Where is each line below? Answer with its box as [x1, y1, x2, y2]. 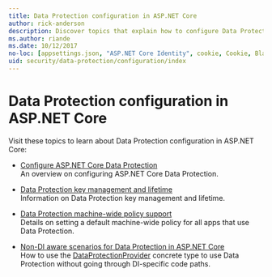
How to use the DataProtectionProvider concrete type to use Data [19, 250, 240, 260]
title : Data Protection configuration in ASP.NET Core [8, 11, 198, 20]
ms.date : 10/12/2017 [8, 42, 79, 50]
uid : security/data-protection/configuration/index [8, 58, 186, 66]
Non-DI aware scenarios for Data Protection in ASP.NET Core [19, 241, 225, 251]
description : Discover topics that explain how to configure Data [8, 27, 237, 35]
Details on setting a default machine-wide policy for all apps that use [19, 217, 249, 227]
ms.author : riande [8, 34, 70, 43]
